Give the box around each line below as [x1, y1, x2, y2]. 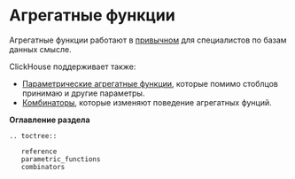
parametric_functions [20, 154, 101, 164]
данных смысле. [9, 43, 73, 54]
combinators [20, 162, 66, 171]
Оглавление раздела [9, 114, 90, 125]
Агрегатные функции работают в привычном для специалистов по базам [9, 35, 287, 45]
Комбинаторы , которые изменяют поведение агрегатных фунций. [21, 97, 272, 107]
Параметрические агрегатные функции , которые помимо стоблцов [21, 78, 279, 89]
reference [20, 147, 58, 156]
